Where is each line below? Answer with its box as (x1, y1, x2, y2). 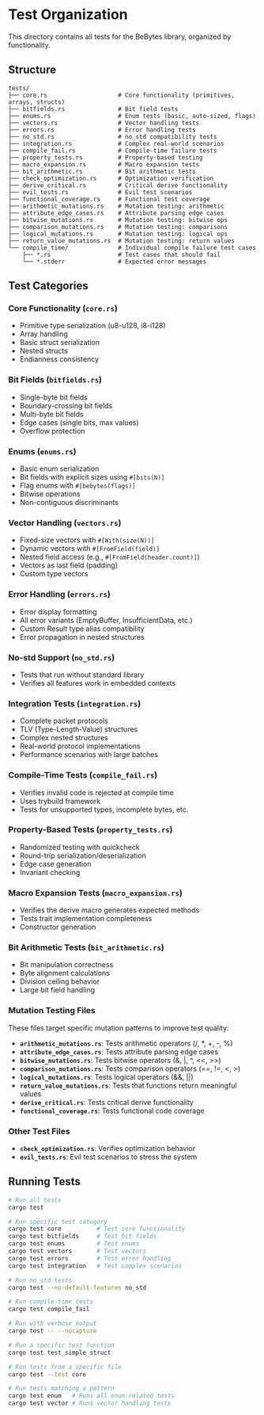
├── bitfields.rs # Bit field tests (8, 105, 179, 113)
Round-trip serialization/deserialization (19, 851, 146, 860)
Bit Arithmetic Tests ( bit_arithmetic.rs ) (8, 942, 164, 953)
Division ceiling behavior (19, 977, 100, 986)
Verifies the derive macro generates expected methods (19, 905, 200, 915)
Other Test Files (8, 1126, 70, 1137)
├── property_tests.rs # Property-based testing (8, 153, 203, 162)
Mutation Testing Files (8, 1005, 96, 1016)
